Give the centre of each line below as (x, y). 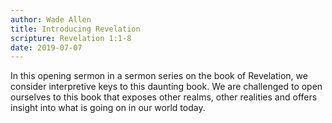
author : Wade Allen (51, 19)
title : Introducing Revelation (75, 29)
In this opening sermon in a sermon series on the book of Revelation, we (159, 76)
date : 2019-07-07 (46, 47)
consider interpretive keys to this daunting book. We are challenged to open (166, 87)
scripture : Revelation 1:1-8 (71, 38)
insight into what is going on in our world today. (108, 108)
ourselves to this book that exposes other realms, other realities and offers (164, 97)
